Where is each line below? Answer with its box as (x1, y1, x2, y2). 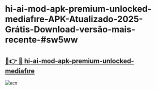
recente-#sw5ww (5, 34, 78, 45)
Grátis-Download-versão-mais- (5, 24, 136, 35)
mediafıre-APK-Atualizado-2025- (5, 14, 143, 25)
